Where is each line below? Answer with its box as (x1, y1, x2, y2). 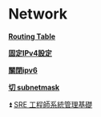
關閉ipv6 (8, 65, 38, 75)
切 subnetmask (8, 82, 60, 92)
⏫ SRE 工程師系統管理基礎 (8, 99, 93, 109)
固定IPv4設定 (8, 48, 52, 57)
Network (8, 5, 68, 23)
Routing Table (8, 31, 56, 41)
